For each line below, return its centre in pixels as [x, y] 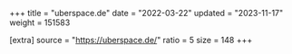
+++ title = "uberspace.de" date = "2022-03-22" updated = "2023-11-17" [146, 13]
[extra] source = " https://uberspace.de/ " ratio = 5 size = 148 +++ [131, 40]
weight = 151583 [40, 22]
